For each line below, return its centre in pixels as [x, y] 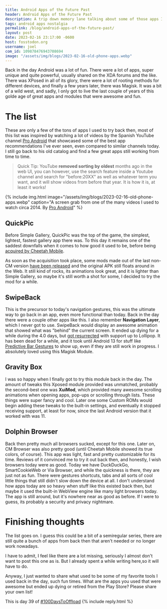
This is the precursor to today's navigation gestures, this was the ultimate [80, 309]
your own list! [19, 592]
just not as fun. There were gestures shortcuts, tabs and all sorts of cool [79, 475]
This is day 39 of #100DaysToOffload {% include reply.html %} [69, 601]
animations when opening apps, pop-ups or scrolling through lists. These [80, 395]
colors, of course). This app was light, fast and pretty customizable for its [80, 454]
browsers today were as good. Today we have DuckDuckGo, [67, 464]
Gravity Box [24, 367]
